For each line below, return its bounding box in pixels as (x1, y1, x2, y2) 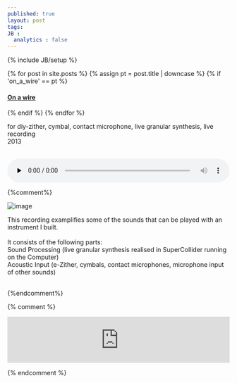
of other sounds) (7, 268, 56, 277)
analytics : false (13, 37, 68, 44)
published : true (7, 10, 55, 18)
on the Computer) (7, 253, 59, 261)
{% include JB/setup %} (7, 56, 78, 64)
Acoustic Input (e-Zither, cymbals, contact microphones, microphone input (7, 260, 224, 269)
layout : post (7, 17, 46, 24)
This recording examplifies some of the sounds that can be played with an (7, 215, 223, 224)
